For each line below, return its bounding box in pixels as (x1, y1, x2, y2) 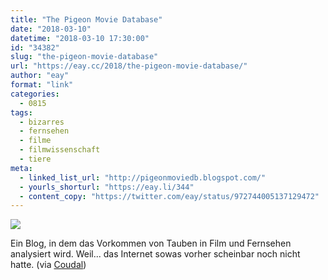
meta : (10, 163, 33, 173)
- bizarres (19, 117, 65, 127)
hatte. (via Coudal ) (10, 259, 87, 271)
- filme (19, 136, 52, 146)
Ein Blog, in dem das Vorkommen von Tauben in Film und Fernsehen (10, 237, 292, 250)
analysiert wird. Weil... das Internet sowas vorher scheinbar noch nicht (10, 248, 301, 260)
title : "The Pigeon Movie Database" (10, 14, 163, 25)
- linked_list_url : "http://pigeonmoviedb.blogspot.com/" (19, 172, 267, 183)
